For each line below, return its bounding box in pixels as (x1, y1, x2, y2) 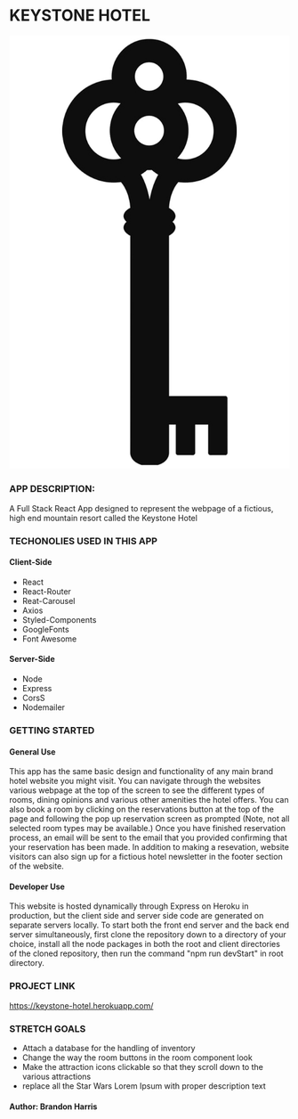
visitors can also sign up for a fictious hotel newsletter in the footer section (9, 852, 283, 862)
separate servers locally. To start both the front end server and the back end (9, 919, 290, 931)
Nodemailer (21, 701, 65, 713)
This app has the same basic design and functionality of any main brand (9, 766, 274, 777)
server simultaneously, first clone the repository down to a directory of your (9, 929, 286, 940)
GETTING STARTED (9, 723, 95, 736)
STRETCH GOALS (9, 1022, 86, 1034)
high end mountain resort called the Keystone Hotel (9, 512, 198, 523)
